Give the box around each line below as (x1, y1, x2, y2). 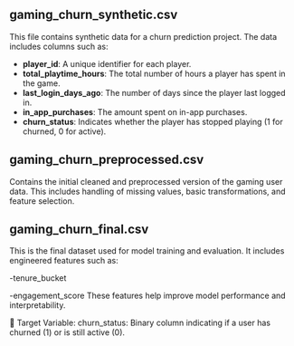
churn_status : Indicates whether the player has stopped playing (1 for (22, 116, 283, 127)
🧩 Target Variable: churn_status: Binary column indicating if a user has (9, 317, 271, 329)
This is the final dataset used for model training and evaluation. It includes (9, 245, 285, 256)
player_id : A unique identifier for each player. (22, 58, 192, 69)
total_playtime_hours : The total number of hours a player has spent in (22, 68, 287, 79)
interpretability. (9, 300, 66, 311)
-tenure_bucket (9, 273, 67, 284)
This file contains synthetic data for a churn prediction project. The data (9, 31, 278, 42)
